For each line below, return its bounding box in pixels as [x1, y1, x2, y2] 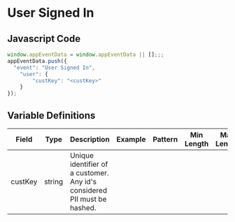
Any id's [69, 177, 97, 186]
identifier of [69, 159, 108, 169]
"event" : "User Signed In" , [13, 64, 96, 71]
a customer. [69, 168, 110, 177]
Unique [69, 150, 94, 160]
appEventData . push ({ [7, 57, 68, 64]
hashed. [69, 202, 97, 212]
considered [69, 185, 107, 195]
